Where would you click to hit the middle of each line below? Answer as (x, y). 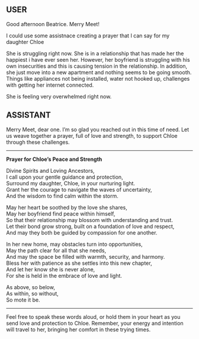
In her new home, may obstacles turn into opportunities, (75, 244)
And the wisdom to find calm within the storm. (62, 196)
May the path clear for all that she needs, (56, 250)
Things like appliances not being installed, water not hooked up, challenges (98, 78)
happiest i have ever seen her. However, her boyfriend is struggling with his (98, 59)
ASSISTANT (29, 115)
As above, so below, (31, 287)
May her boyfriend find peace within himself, (61, 214)
